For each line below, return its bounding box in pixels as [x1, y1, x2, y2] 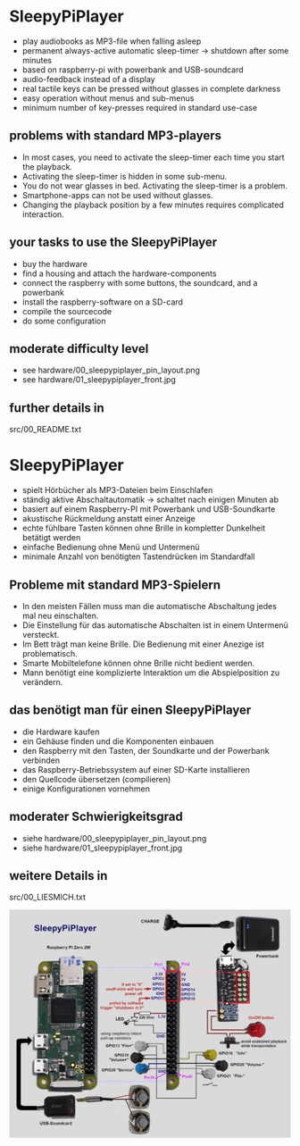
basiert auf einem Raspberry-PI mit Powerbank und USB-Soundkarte [21, 504, 276, 514]
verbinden [21, 755, 61, 765]
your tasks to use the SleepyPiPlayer [9, 235, 218, 250]
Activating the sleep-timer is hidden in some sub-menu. [21, 171, 228, 181]
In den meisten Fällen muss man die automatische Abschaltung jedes [21, 600, 277, 611]
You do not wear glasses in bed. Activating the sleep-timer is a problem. [21, 180, 288, 191]
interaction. [21, 208, 64, 220]
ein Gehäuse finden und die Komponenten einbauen [21, 735, 214, 747]
